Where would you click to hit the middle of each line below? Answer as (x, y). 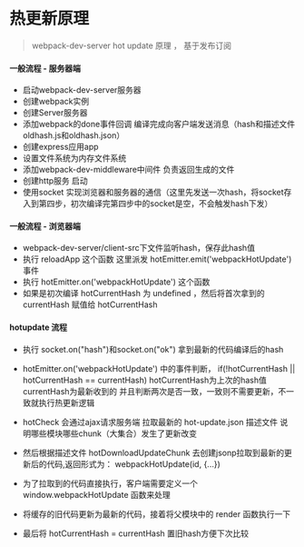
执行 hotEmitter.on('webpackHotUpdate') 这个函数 (116, 282)
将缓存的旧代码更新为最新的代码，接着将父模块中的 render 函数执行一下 (157, 513)
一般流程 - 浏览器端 (45, 226)
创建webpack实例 (55, 102)
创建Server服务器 (55, 113)
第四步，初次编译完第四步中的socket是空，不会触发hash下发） (156, 204)
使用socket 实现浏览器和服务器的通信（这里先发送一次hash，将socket (153, 193)
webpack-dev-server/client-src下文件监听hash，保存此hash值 (139, 248)
